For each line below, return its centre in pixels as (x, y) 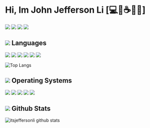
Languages (29, 43)
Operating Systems (42, 80)
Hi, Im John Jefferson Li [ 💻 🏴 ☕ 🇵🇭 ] (75, 10)
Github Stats (31, 109)
